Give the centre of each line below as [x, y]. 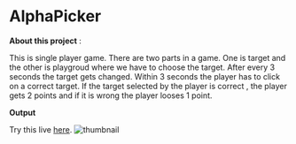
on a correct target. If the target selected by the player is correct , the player [148, 86]
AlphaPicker [55, 16]
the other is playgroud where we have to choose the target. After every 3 [142, 67]
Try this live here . [41, 129]
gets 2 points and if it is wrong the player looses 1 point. [111, 95]
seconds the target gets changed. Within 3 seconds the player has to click [145, 76]
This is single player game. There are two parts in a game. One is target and [148, 57]
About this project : [46, 41]
